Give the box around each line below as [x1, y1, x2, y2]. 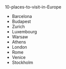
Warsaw [11, 34, 28, 40]
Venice [11, 55, 26, 60]
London [11, 44, 27, 50]
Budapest [11, 19, 31, 24]
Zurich [11, 24, 25, 29]
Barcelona [11, 14, 32, 19]
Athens [11, 39, 26, 45]
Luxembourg [11, 29, 37, 34]
